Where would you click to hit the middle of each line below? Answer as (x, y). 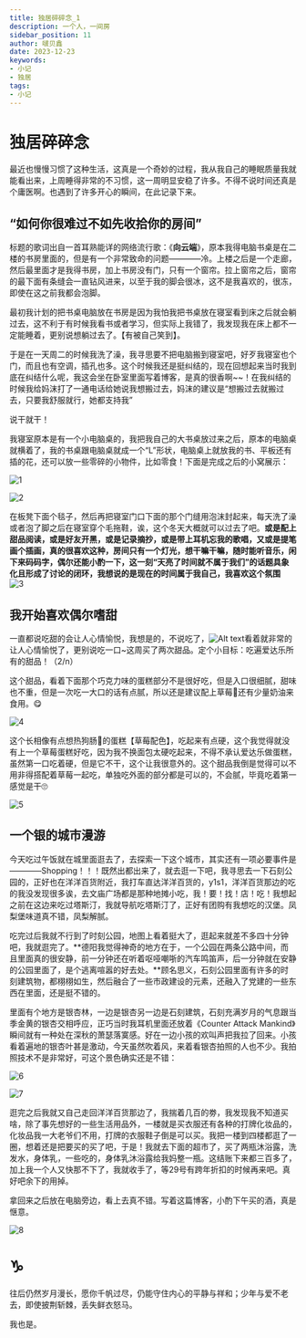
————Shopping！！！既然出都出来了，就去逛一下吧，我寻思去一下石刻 (147, 870)
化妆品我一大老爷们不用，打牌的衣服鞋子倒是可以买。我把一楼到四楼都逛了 (149, 1135)
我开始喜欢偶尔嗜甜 (63, 615)
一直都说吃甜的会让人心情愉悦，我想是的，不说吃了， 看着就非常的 (151, 639)
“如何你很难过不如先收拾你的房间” (106, 223)
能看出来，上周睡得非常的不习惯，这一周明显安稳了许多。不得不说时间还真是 (153, 181)
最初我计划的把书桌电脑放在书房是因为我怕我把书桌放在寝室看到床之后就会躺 (153, 312)
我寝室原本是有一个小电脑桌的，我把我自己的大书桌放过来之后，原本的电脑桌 (153, 439)
